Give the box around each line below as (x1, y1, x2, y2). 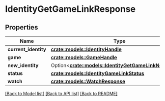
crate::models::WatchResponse (51, 78, 126, 85)
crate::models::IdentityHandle (51, 46, 122, 53)
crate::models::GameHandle (51, 54, 117, 61)
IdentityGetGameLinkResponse (5, 3, 136, 15)
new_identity (7, 62, 39, 68)
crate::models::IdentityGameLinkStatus (51, 70, 144, 77)
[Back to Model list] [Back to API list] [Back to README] (5, 91, 118, 97)
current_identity (7, 46, 47, 53)
